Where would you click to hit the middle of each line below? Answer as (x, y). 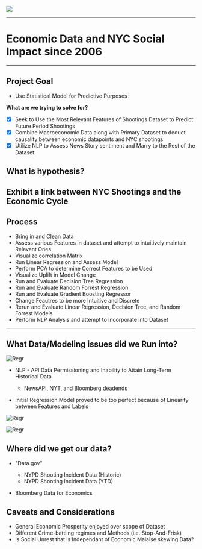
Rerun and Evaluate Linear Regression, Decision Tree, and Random (98, 307)
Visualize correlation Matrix (49, 256)
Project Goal (30, 81)
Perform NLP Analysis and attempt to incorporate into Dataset (91, 319)
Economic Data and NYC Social (85, 39)
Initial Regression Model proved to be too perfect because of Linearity (102, 400)
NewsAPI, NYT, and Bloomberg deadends (76, 388)
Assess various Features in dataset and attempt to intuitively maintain (101, 243)
